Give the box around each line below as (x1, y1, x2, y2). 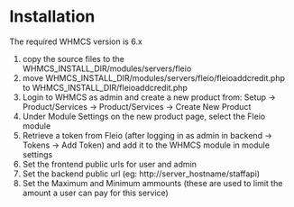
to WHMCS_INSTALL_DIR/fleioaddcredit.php (22, 82, 188, 93)
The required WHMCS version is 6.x (9, 36, 142, 47)
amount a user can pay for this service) (22, 187, 169, 198)
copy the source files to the (22, 53, 124, 64)
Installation (9, 6, 96, 27)
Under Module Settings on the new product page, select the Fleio (22, 111, 266, 121)
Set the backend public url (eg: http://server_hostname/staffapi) (22, 168, 260, 179)
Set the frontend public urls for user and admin (22, 158, 197, 169)
